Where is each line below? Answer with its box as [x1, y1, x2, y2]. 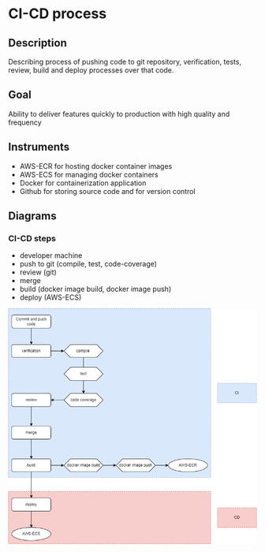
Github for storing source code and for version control [19, 186, 196, 196]
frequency [8, 117, 42, 127]
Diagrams [8, 210, 57, 223]
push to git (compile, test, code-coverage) [19, 259, 158, 269]
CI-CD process [8, 5, 107, 23]
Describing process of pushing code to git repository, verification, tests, [8, 57, 242, 66]
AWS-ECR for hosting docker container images [19, 161, 173, 170]
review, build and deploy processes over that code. [8, 65, 174, 75]
